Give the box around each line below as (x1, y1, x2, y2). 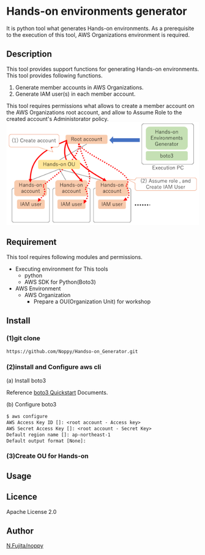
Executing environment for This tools (15, 265, 108, 273)
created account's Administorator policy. (6, 115, 109, 122)
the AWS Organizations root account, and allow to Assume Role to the (6, 109, 182, 116)
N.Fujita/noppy (6, 542, 44, 549)
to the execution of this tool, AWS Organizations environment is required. (6, 31, 190, 38)
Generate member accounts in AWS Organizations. (15, 83, 144, 91)
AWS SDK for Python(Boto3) (24, 278, 96, 285)
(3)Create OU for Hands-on (6, 452, 89, 460)
